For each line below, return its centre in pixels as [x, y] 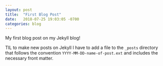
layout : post [19, 10]
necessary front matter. [29, 58]
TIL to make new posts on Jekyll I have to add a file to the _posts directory [82, 47]
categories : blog [23, 24]
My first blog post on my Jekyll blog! [43, 38]
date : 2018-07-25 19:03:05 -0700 [42, 19]
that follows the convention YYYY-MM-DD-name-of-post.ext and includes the [82, 53]
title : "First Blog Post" [33, 14]
